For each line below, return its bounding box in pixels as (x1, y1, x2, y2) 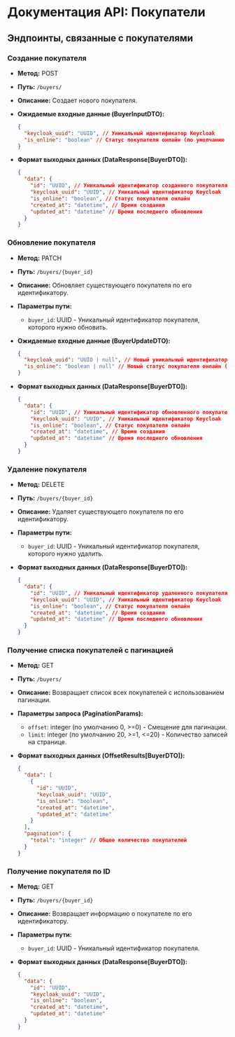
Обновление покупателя (7, 238, 96, 247)
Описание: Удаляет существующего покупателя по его (17, 507, 184, 516)
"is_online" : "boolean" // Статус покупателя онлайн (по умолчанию (24, 136, 225, 144)
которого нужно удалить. (27, 549, 104, 558)
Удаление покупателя (7, 464, 87, 474)
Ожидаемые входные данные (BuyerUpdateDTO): (17, 336, 171, 345)
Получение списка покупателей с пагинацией (7, 645, 173, 655)
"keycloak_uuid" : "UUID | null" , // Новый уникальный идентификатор (24, 357, 228, 364)
